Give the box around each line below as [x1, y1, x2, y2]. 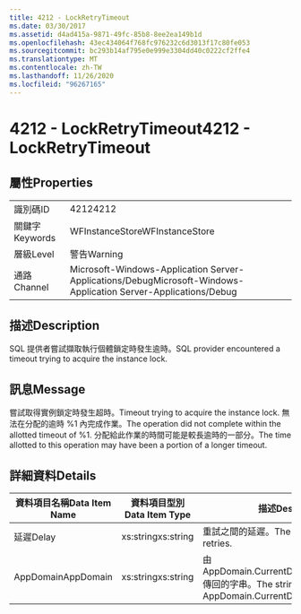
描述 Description [9, 318, 100, 333]
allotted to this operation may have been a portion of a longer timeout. [9, 440, 268, 451]
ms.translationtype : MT [9, 55, 99, 64]
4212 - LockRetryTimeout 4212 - [9, 118, 251, 139]
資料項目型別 [130, 497, 185, 509]
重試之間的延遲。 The [202, 525, 291, 538]
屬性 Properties [9, 176, 93, 191]
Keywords [13, 231, 56, 244]
